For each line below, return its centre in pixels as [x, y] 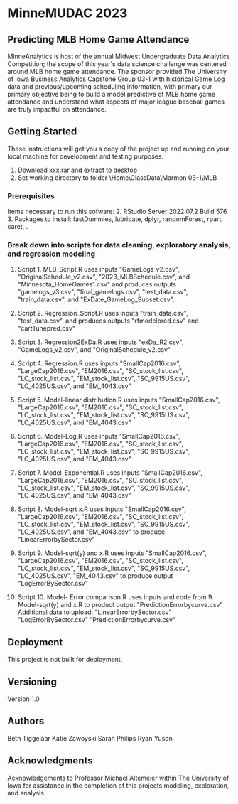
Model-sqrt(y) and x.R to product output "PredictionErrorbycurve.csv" [120, 605]
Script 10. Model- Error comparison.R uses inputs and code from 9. [116, 597]
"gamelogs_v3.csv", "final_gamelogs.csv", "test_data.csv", [103, 292]
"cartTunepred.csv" [47, 328]
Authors [26, 721]
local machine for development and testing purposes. [86, 156]
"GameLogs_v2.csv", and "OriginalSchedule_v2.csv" [94, 350]
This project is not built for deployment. [65, 660]
